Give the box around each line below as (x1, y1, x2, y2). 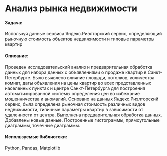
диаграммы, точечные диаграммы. (5, 122, 81, 128)
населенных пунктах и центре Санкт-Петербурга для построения (5, 85, 146, 91)
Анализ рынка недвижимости (5, 3, 137, 14)
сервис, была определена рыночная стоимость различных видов (5, 101, 146, 107)
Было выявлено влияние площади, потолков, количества (32, 74, 155, 80)
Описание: (5, 53, 29, 59)
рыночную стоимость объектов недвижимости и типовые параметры (5, 36, 155, 42)
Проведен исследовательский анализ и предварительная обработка (5, 64, 153, 70)
